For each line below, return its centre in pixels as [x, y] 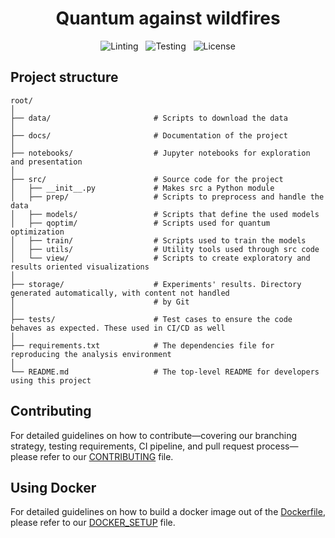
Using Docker [53, 487]
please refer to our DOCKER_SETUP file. [93, 523]
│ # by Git [100, 302]
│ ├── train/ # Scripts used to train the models [158, 240]
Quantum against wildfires [168, 18]
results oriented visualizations [80, 267]
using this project [51, 380]
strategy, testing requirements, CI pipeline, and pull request [132, 446]
